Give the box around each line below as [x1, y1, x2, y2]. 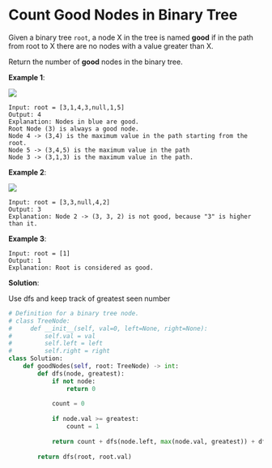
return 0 [66, 384, 96, 393]
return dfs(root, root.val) [37, 453, 132, 461]
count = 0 [51, 400, 85, 408]
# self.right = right [8, 347, 111, 355]
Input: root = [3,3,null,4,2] [8, 198, 111, 206]
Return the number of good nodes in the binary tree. [8, 57, 184, 67]
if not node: [51, 377, 96, 385]
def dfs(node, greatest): [37, 369, 125, 378]
